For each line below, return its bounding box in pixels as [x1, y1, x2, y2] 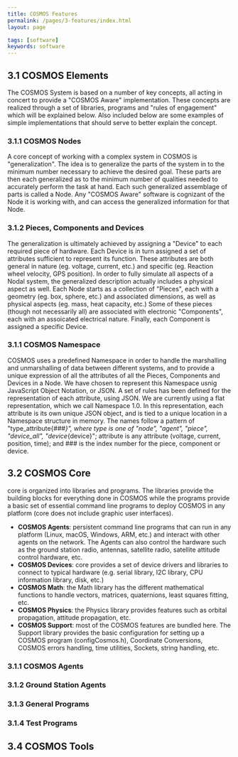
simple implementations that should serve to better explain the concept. [7, 118, 218, 127]
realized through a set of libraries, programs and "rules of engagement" [7, 103, 217, 112]
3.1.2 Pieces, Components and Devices [7, 223, 144, 233]
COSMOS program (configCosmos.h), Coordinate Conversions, [17, 635, 203, 644]
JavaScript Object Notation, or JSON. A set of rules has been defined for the [7, 386, 232, 394]
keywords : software [7, 43, 65, 50]
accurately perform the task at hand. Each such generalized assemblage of [7, 183, 227, 191]
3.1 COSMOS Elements [7, 69, 109, 82]
